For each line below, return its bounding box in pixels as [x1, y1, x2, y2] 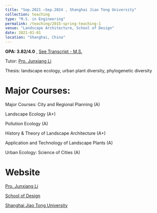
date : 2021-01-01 [5, 30, 41, 35]
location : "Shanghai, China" [5, 35, 66, 40]
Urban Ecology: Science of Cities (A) [5, 149, 80, 155]
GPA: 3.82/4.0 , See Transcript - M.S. [5, 48, 83, 54]
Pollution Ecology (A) [5, 120, 48, 126]
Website [5, 167, 40, 178]
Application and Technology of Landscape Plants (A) [5, 140, 113, 146]
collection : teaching [5, 12, 50, 17]
